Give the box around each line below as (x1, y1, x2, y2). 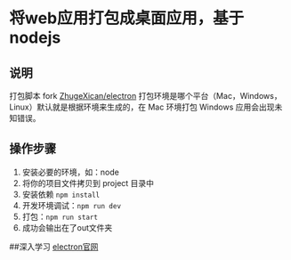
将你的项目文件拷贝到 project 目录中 (21, 177, 154, 188)
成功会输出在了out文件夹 (21, 222, 113, 232)
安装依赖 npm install (21, 189, 101, 199)
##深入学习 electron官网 (9, 241, 99, 252)
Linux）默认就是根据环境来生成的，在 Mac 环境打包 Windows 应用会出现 (9, 102, 275, 112)
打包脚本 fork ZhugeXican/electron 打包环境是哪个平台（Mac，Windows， (9, 91, 282, 101)
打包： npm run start (21, 211, 98, 222)
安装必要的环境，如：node (21, 167, 120, 177)
